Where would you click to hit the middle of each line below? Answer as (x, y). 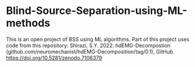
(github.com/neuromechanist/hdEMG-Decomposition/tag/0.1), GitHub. (90, 51)
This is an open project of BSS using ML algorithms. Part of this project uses (98, 39)
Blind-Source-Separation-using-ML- (97, 11)
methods (28, 23)
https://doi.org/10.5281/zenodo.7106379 (54, 58)
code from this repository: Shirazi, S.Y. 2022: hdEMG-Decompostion (88, 45)
